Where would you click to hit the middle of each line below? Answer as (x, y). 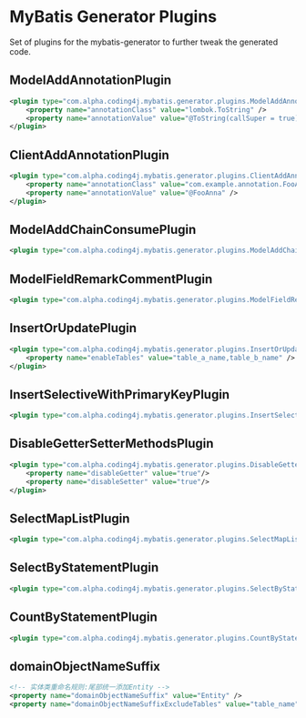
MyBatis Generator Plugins (113, 17)
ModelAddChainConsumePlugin (103, 229)
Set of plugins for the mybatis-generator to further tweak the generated (144, 42)
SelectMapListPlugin (70, 518)
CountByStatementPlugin (83, 617)
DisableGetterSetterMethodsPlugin (112, 444)
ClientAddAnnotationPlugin (90, 155)
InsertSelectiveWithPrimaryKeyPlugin (120, 394)
